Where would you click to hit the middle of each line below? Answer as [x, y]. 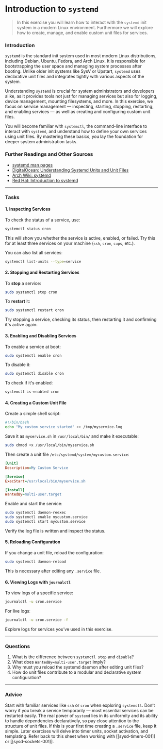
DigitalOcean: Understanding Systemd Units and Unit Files [70, 170]
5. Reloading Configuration [33, 542]
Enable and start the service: [34, 504]
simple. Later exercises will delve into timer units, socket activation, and [77, 731]
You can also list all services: [34, 252]
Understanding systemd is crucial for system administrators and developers [80, 91]
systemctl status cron [28, 229]
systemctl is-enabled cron [32, 392]
